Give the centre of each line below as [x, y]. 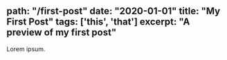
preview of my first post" [62, 32]
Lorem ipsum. [26, 49]
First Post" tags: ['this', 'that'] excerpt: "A [98, 22]
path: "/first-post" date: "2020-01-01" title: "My [113, 11]
